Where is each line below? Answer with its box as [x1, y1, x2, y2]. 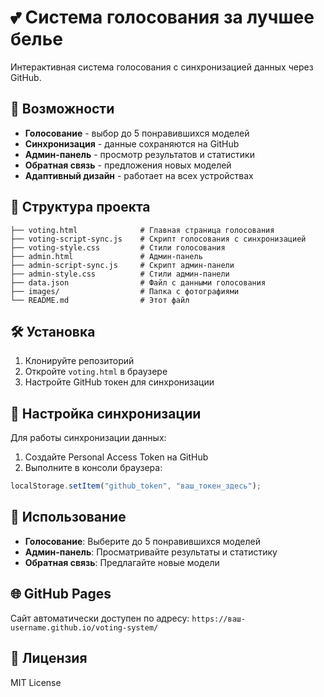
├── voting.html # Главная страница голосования [10, 225, 275, 235]
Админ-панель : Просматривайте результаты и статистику [24, 546, 278, 558]
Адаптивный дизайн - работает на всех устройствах [24, 169, 254, 181]
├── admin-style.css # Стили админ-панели [10, 269, 230, 279]
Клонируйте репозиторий [24, 355, 135, 367]
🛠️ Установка [10, 323, 96, 340]
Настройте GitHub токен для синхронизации [24, 376, 215, 388]
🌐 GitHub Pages [10, 586, 112, 603]
